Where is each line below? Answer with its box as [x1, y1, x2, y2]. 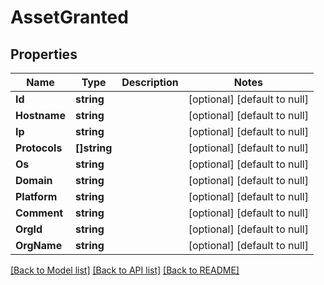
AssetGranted [10, 6, 129, 29]
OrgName [15, 239, 63, 252]
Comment [15, 206, 64, 220]
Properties [10, 46, 78, 63]
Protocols [15, 141, 63, 155]
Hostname [15, 109, 66, 122]
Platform [15, 190, 58, 203]
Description [121, 76, 179, 89]
